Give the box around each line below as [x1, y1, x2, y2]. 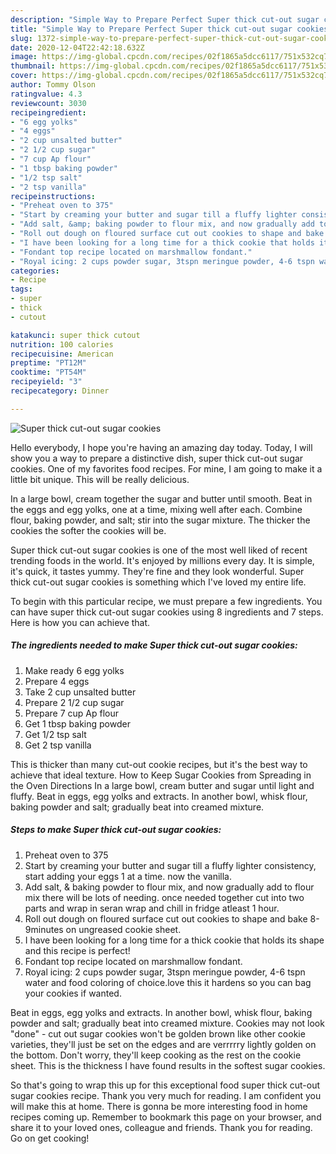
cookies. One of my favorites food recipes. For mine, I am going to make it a [10, 462, 323, 475]
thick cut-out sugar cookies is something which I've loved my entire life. [10, 576, 307, 588]
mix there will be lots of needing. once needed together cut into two [24, 891, 305, 903]
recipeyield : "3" [10, 377, 83, 387]
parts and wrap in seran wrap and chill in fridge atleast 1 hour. [24, 902, 280, 914]
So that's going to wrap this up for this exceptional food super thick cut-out [10, 1079, 321, 1091]
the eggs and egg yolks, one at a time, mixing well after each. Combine [10, 503, 303, 515]
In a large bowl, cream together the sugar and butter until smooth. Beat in [10, 492, 313, 505]
